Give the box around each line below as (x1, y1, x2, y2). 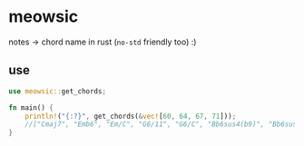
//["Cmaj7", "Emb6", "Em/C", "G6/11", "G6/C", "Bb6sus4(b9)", (25, 120, 265, 129)
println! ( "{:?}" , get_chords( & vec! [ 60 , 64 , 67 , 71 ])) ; (25, 112, 237, 121)
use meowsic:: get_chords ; (8, 86, 106, 96)
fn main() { (8, 102, 54, 112)
